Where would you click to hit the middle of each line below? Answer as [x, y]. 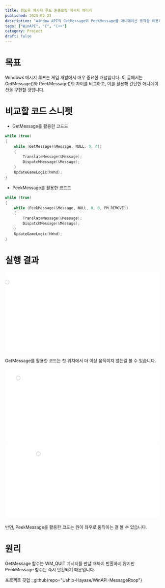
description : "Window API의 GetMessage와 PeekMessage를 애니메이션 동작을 [78, 21]
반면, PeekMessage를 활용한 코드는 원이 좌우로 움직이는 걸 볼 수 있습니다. [76, 527]
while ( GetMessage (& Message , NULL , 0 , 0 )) [58, 146]
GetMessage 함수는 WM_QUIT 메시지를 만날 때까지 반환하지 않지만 [70, 563]
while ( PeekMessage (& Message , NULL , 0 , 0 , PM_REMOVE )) [71, 208]
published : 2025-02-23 [28, 16]
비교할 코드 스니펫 [39, 112]
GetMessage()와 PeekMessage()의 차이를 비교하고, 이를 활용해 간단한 [73, 83]
